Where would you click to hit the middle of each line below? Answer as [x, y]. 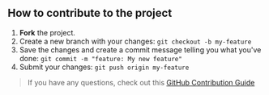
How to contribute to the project [90, 13]
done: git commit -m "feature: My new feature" [101, 58]
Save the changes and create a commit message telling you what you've [140, 50]
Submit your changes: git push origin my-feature [104, 67]
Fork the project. [47, 32]
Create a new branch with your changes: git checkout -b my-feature [135, 41]
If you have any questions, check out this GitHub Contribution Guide [141, 82]
